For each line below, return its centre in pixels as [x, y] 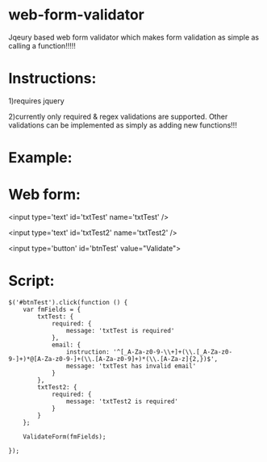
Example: [40, 158]
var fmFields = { [52, 309]
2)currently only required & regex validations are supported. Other [118, 116]
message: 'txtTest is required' [120, 330]
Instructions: [52, 79]
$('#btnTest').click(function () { [68, 302]
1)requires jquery [36, 101]
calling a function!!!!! [42, 45]
